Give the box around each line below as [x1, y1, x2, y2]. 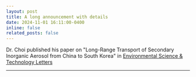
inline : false [6, 24, 41, 31]
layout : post [6, 8, 38, 15]
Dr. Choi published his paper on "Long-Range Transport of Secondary [6, 46, 174, 53]
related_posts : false [6, 30, 59, 36]
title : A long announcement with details [6, 14, 108, 20]
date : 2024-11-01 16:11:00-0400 [6, 19, 85, 25]
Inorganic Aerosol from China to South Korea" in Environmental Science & [6, 52, 183, 60]
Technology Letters [6, 59, 53, 66]
